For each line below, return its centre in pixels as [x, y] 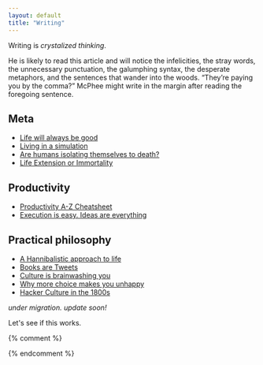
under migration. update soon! [57, 307]
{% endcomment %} [41, 353]
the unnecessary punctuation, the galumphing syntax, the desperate [119, 69]
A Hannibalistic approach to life [70, 259]
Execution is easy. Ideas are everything [83, 215]
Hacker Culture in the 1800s [65, 292]
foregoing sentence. [41, 94]
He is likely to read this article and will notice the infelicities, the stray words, [132, 61]
